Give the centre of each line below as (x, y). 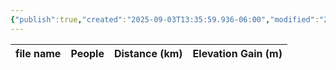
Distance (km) (148, 53)
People (87, 53)
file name (38, 53)
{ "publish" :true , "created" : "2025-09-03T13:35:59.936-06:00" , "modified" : (165, 19)
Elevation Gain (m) (237, 53)
